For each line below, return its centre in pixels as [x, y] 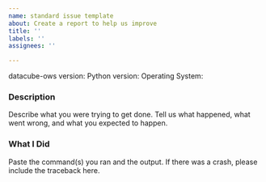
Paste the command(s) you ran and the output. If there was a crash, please [133, 162]
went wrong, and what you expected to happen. [88, 123]
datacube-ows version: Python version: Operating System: [106, 76]
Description [32, 97]
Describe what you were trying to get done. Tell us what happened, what [129, 115]
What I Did [29, 144]
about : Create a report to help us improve [83, 23]
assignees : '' [32, 46]
